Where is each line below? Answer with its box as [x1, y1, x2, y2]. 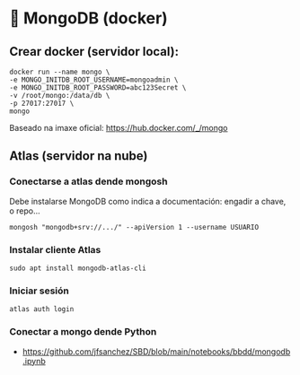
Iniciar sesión [9, 284, 70, 297]
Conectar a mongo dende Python [9, 326, 157, 338]
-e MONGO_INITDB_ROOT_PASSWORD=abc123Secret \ [9, 83, 187, 92]
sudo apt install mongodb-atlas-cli [9, 264, 146, 273]
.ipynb [22, 355, 47, 366]
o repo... [9, 205, 40, 216]
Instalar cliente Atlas [9, 243, 101, 256]
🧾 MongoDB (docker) [9, 8, 168, 29]
